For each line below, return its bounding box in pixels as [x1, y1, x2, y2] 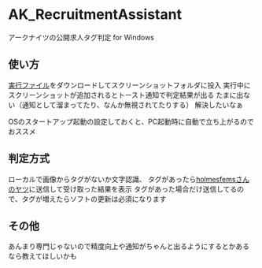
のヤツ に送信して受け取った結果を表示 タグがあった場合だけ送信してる [8, 184, 238, 194]
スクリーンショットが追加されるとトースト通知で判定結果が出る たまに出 [8, 90, 244, 99]
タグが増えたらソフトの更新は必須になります [21, 194, 167, 203]
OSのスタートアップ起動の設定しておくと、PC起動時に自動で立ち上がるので [8, 117, 254, 126]
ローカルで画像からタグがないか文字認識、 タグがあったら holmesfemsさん [8, 174, 250, 184]
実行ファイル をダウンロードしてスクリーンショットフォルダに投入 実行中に [8, 80, 251, 90]
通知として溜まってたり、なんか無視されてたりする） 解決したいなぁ [21, 100, 244, 110]
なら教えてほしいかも [8, 251, 77, 261]
